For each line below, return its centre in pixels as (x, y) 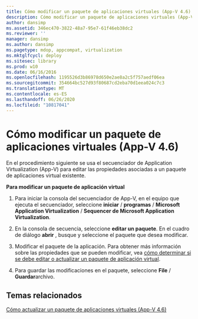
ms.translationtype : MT (35, 89)
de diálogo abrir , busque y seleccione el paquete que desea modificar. (101, 235)
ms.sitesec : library (32, 61)
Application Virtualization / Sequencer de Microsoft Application (95, 211)
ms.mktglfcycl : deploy (34, 56)
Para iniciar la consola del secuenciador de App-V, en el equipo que (97, 198)
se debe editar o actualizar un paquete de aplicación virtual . (88, 259)
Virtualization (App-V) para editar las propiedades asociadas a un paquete (96, 170)
